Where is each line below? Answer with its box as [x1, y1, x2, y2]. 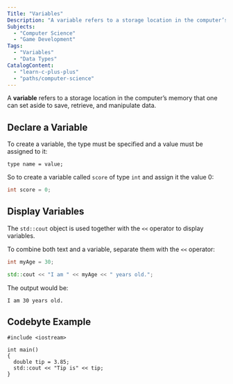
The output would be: [7, 283, 69, 292]
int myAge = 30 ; [7, 258, 54, 265]
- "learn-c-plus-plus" [13, 68, 79, 75]
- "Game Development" [13, 36, 76, 43]
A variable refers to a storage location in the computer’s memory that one [7, 94, 218, 102]
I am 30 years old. [7, 297, 64, 304]
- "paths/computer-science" [13, 74, 95, 82]
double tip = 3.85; [13, 359, 70, 366]
